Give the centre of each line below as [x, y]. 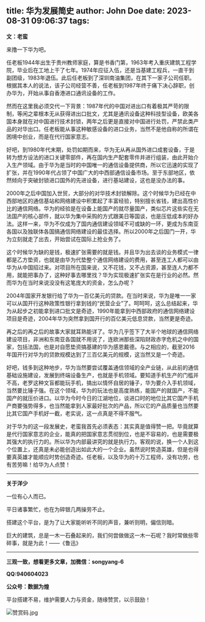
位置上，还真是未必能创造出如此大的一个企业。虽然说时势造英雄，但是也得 [105, 449]
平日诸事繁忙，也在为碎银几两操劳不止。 [57, 509]
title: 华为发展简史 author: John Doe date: [86, 11]
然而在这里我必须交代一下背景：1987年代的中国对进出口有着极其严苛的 [95, 106]
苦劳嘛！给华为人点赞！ [41, 464]
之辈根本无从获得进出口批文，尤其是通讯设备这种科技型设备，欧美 [110, 113]
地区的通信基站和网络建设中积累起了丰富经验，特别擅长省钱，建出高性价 [108, 201]
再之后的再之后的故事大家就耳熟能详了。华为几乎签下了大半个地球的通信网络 [103, 331]
